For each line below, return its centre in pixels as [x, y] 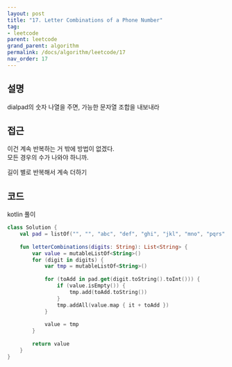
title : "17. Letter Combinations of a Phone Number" [85, 20]
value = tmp [61, 325]
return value [51, 344]
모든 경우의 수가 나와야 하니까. [48, 158]
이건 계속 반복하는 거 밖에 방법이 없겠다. [61, 149]
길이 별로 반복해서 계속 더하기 [47, 172]
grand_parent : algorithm [43, 46]
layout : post [26, 14]
